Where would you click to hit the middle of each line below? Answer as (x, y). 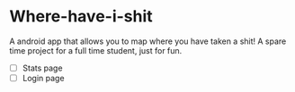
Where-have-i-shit (81, 17)
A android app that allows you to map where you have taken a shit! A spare (148, 41)
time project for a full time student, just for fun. (96, 50)
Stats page (42, 68)
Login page (43, 78)
